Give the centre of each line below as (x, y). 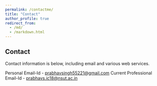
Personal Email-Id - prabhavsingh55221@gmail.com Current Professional (79, 73)
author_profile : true (27, 18)
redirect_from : (21, 23)
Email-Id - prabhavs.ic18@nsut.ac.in (41, 78)
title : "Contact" (23, 14)
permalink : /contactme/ (29, 9)
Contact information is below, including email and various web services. (78, 63)
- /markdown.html (27, 32)
